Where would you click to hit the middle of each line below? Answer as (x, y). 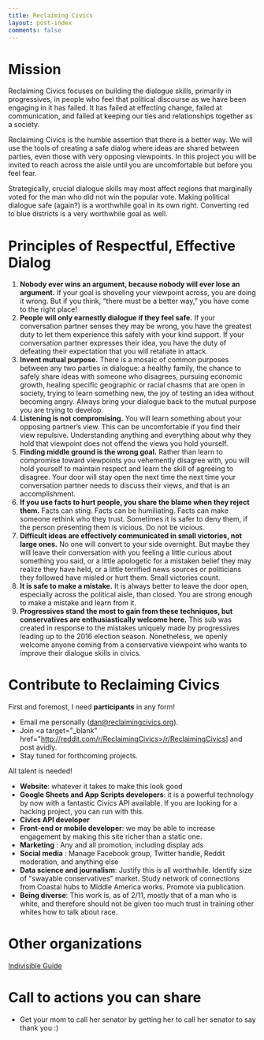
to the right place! (48, 309)
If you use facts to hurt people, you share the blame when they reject (134, 503)
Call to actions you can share (105, 998)
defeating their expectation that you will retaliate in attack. (114, 351)
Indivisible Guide (35, 966)
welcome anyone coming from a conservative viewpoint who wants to (133, 645)
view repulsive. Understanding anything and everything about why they (136, 436)
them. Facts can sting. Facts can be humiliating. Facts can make (124, 511)
